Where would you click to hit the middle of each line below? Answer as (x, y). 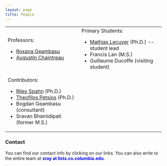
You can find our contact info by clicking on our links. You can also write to (82, 153)
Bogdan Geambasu (39, 104)
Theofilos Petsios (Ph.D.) (45, 97)
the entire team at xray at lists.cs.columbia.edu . (55, 158)
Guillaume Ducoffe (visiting (121, 60)
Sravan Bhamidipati (39, 116)
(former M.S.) (32, 122)
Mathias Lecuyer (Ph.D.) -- (122, 42)
